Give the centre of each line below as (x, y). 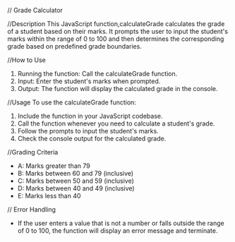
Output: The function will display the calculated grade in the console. (117, 89)
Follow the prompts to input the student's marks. (88, 131)
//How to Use (26, 60)
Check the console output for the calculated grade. (92, 138)
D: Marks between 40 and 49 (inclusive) (76, 188)
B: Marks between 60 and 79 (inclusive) (76, 173)
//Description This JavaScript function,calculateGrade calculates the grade (116, 24)
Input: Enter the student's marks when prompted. (89, 81)
